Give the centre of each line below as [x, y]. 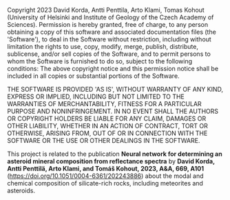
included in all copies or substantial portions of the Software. [94, 76]
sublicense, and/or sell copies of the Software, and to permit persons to [109, 54]
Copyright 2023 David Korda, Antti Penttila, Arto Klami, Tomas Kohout [106, 10]
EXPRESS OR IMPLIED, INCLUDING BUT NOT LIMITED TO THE [96, 97]
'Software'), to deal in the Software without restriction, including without [109, 39]
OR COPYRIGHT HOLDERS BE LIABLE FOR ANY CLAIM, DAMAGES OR [107, 119]
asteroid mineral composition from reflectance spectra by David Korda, [111, 161]
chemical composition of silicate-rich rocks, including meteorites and [105, 183]
